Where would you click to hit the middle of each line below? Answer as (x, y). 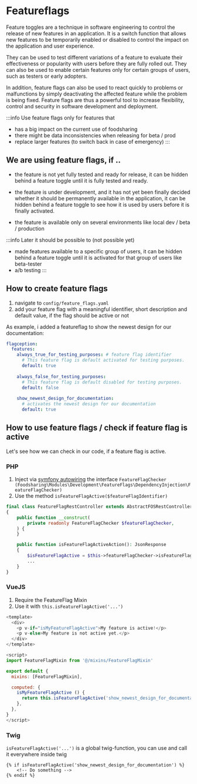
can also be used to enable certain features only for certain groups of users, (98, 70)
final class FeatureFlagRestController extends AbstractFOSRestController (99, 507)
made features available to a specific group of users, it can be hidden (98, 251)
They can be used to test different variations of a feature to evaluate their (94, 57)
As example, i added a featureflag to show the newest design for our (89, 327)
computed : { (26, 687)
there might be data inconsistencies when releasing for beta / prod (95, 135)
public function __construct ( (54, 517)
